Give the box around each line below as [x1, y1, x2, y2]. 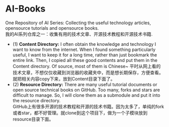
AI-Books [5, 3, 46, 15]
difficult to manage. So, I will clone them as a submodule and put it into [12, 92, 160, 98]
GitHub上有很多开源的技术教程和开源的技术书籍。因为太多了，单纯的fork [12, 103, 164, 109]
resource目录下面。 [12, 116, 54, 122]
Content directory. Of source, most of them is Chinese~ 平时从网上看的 [12, 63, 161, 69]
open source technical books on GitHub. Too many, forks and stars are [12, 87, 160, 93]
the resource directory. [12, 97, 61, 103]
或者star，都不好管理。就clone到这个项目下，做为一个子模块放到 [12, 109, 148, 116]
